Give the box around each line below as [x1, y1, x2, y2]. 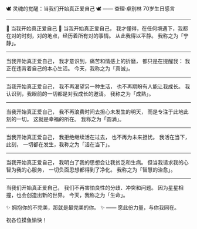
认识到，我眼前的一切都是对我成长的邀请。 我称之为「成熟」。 [6, 90, 154, 97]
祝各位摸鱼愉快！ [6, 217, 47, 223]
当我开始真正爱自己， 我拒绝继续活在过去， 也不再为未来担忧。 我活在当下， [6, 134, 191, 140]
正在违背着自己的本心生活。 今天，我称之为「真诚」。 [6, 65, 134, 72]
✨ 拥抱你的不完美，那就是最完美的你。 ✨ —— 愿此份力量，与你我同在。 [6, 204, 180, 211]
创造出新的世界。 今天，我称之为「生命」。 [26, 191, 128, 198]
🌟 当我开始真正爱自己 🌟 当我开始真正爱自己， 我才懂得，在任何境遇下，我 [6, 25, 184, 32]
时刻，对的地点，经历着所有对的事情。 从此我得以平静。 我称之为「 [21, 32, 184, 39]
